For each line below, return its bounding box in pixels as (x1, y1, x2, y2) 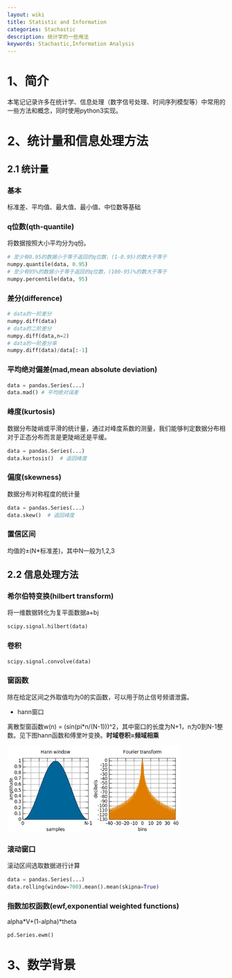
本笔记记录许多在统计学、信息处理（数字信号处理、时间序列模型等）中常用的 (7, 98, 226, 106)
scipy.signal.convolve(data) (7, 658, 91, 665)
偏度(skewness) (7, 472, 62, 482)
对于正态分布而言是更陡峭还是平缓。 (7, 433, 111, 441)
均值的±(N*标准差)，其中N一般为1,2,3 (7, 546, 116, 555)
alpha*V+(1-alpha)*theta (7, 918, 78, 926)
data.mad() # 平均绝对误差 (7, 389, 79, 396)
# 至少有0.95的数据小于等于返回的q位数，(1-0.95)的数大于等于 (7, 254, 168, 260)
